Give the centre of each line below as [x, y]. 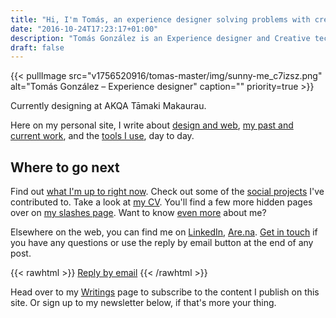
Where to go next [65, 167]
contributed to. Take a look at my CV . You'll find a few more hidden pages [161, 202]
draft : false [37, 47]
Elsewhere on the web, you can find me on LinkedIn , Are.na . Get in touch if [164, 232]
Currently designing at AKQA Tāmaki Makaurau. [108, 106]
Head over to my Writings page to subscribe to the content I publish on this [165, 292]
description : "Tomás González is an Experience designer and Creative [160, 38]
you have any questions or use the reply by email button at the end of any [162, 243]
